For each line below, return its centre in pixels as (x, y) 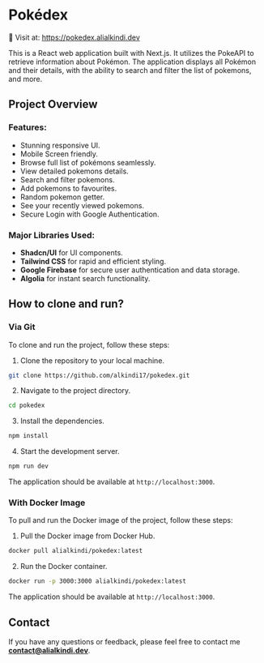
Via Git (22, 327)
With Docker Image (47, 503)
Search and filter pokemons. (67, 179)
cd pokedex (27, 406)
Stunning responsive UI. (60, 145)
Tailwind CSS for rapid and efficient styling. (93, 261)
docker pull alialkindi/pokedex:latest (76, 551)
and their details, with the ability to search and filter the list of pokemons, (130, 70)
